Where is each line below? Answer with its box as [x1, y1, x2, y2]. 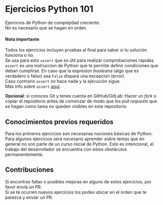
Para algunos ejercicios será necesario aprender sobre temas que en [5, 136, 145, 142]
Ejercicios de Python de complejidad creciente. [5, 20, 101, 26]
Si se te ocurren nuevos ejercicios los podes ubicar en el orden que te [5, 189, 147, 195]
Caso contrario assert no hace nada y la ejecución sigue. [5, 78, 121, 84]
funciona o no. [5, 52, 34, 58]
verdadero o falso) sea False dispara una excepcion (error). [5, 73, 126, 79]
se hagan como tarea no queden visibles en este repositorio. [5, 103, 128, 109]
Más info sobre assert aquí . [5, 83, 61, 89]
